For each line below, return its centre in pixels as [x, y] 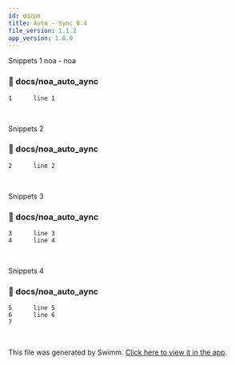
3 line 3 [32, 234]
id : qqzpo [25, 16]
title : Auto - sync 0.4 [48, 23]
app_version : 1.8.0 [41, 38]
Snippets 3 [26, 196]
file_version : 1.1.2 [43, 30]
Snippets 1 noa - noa [42, 61]
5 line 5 [32, 308]
